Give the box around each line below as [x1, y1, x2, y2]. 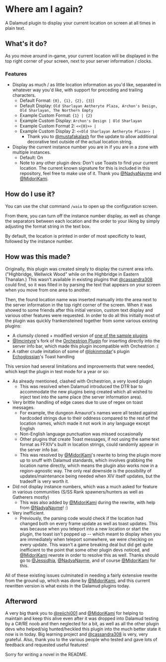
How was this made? [5, 253, 70, 261]
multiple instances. [12, 149, 51, 155]
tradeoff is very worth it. [19, 478, 69, 484]
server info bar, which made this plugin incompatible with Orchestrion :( [12, 343, 159, 349]
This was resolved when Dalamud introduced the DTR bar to [19, 383, 143, 389]
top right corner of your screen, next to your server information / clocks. [5, 58, 153, 64]
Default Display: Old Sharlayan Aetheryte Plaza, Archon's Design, [19, 103, 158, 109]
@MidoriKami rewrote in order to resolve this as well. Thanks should [19, 552, 159, 558]
